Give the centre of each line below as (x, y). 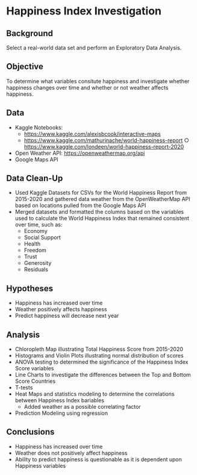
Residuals (36, 270)
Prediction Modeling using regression (61, 413)
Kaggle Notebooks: (39, 127)
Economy (36, 231)
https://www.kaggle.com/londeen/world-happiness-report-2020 (104, 146)
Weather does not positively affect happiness (71, 453)
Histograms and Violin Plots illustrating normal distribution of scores (99, 356)
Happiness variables (40, 465)
